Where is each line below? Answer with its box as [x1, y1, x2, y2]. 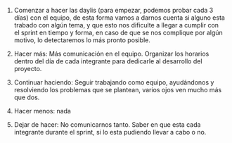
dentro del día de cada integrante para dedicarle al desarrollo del [13, 57, 202, 66]
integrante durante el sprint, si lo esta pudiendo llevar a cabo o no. [13, 128, 207, 136]
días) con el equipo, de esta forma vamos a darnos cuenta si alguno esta [13, 13, 225, 22]
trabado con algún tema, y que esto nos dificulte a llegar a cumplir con [13, 21, 219, 29]
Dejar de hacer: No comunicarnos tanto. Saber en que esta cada [13, 120, 201, 129]
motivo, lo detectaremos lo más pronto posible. [13, 36, 151, 44]
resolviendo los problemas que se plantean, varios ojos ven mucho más [13, 86, 222, 94]
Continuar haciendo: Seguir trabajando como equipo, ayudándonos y [13, 78, 214, 87]
